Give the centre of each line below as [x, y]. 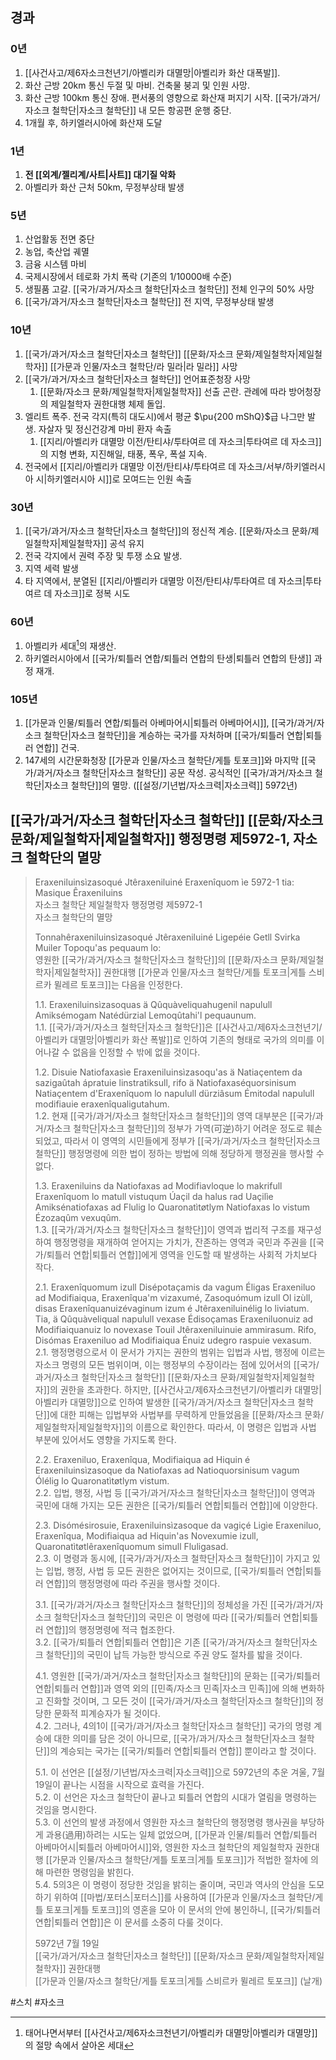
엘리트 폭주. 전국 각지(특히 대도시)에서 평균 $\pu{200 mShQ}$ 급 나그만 [165, 416]
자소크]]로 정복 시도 [92, 593]
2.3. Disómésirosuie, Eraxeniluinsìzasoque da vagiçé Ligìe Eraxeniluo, [178, 1525]
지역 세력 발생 [51, 568]
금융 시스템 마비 [55, 264]
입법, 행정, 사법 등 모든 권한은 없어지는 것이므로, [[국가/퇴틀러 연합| [175, 1570]
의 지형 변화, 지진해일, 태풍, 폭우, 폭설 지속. [123, 454]
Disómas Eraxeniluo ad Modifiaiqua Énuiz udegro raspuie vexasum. [173, 1340]
